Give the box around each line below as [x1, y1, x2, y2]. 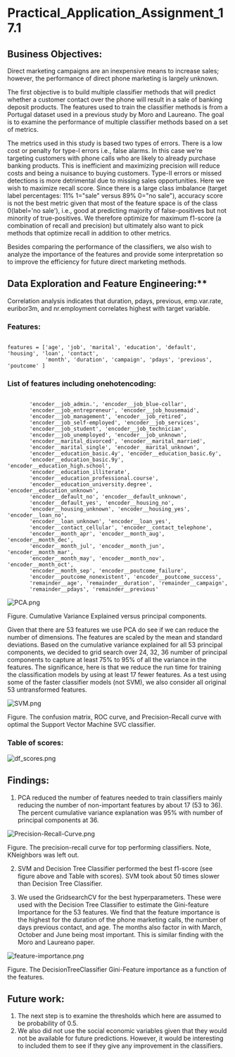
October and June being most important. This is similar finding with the [17, 930, 224, 939]
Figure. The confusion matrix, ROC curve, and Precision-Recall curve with [7, 713, 222, 721]
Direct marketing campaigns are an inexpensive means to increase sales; [7, 67, 220, 75]
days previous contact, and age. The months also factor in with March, [17, 922, 223, 931]
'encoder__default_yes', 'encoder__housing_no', [29, 499, 174, 507]
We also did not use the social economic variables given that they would [17, 1027, 227, 1035]
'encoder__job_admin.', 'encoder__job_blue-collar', [29, 401, 188, 408]
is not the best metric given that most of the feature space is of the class [7, 199, 218, 207]
